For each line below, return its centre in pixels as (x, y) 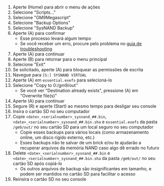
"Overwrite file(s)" (39, 96)
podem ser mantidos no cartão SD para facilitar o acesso (78, 174)
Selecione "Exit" (29, 64)
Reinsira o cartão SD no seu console (49, 179)
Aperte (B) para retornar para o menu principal (60, 59)
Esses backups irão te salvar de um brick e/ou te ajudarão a (81, 143)
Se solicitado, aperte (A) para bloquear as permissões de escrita (78, 70)
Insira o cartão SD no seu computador (51, 111)
